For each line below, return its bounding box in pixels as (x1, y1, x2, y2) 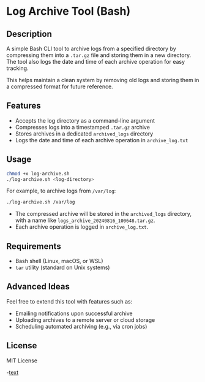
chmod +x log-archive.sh (6, 170, 70, 177)
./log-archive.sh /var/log (6, 199, 75, 205)
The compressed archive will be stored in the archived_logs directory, (15, 210, 192, 218)
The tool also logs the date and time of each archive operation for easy (6, 58, 185, 65)
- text (6, 369, 19, 376)
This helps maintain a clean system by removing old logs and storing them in (6, 77, 199, 83)
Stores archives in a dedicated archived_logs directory (15, 130, 154, 137)
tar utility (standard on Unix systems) (15, 264, 110, 271)
